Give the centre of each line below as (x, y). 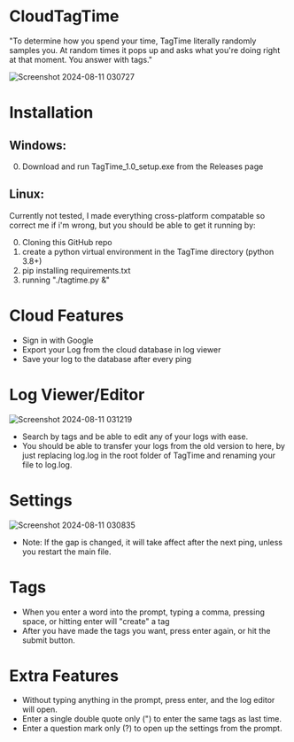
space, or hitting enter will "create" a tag (96, 621)
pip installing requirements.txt (76, 270)
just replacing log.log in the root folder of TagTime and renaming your (149, 455)
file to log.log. (47, 464)
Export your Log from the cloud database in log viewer (121, 349)
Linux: (27, 194)
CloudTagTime (64, 16)
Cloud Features (66, 315)
